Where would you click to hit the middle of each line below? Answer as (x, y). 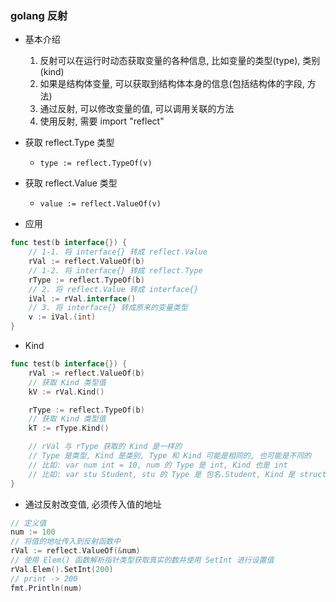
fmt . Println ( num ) (46, 588)
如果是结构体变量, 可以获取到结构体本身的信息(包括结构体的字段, (172, 84)
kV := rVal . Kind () (66, 392)
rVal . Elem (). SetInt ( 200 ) (62, 569)
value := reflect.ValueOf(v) (100, 204)
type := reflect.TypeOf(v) (96, 163)
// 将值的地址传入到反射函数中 (66, 542)
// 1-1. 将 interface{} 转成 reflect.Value (118, 252)
